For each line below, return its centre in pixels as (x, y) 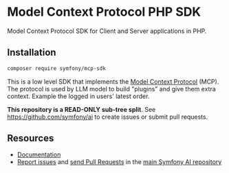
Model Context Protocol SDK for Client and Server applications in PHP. (107, 31)
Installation (32, 53)
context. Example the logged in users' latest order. (78, 96)
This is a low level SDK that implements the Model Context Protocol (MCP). (113, 81)
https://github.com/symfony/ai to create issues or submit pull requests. (108, 117)
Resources (31, 138)
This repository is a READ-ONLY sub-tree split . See (81, 109)
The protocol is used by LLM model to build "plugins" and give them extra (112, 89)
